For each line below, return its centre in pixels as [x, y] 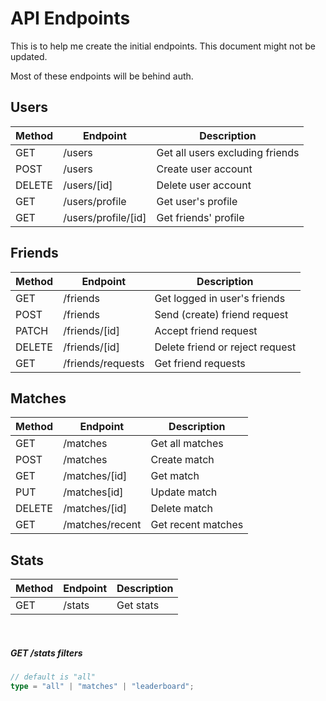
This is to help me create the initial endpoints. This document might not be [163, 46]
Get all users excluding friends [228, 152]
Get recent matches [197, 525]
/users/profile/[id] [105, 217]
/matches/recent [102, 525]
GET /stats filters [46, 653]
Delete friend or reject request [225, 347]
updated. [29, 56]
